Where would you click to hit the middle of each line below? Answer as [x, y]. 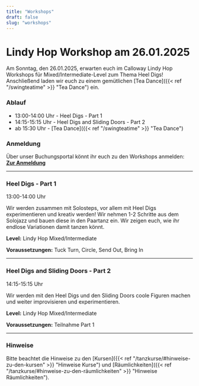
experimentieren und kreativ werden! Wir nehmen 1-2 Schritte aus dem [92, 215]
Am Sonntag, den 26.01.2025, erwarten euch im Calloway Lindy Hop [89, 68]
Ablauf [16, 103]
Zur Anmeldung [26, 162]
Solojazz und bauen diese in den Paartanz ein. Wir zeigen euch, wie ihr [93, 221]
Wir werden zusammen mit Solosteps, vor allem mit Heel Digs [81, 208]
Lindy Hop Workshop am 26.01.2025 [98, 52]
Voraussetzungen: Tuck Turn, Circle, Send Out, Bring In [75, 250]
